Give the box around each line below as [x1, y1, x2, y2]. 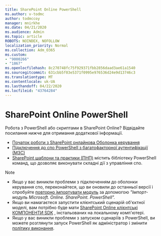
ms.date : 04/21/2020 [5, 25, 47, 30]
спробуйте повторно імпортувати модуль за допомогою [12, 189, 129, 195]
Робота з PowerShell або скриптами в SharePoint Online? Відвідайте [5, 125, 145, 131]
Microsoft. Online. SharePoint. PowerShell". [29, 194, 115, 200]
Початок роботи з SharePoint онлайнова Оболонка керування [12, 140, 140, 145]
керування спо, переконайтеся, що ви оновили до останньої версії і [12, 184, 153, 190]
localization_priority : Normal [5, 43, 68, 48]
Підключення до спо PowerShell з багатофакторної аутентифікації [12, 145, 148, 151]
